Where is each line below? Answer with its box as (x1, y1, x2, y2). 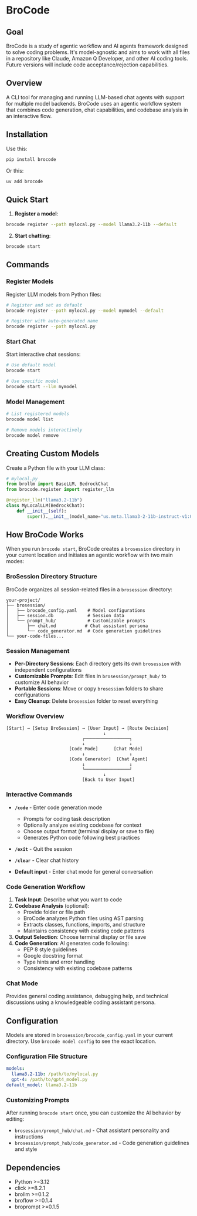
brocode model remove (6, 432, 59, 438)
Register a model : (14, 210, 59, 217)
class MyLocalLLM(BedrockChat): (6, 503, 85, 508)
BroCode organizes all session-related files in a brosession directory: (6, 585, 173, 593)
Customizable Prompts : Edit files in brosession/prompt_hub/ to (14, 673, 167, 680)
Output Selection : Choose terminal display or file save (14, 933, 147, 940)
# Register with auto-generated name (6, 318, 98, 324)
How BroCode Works (6, 530, 84, 540)
